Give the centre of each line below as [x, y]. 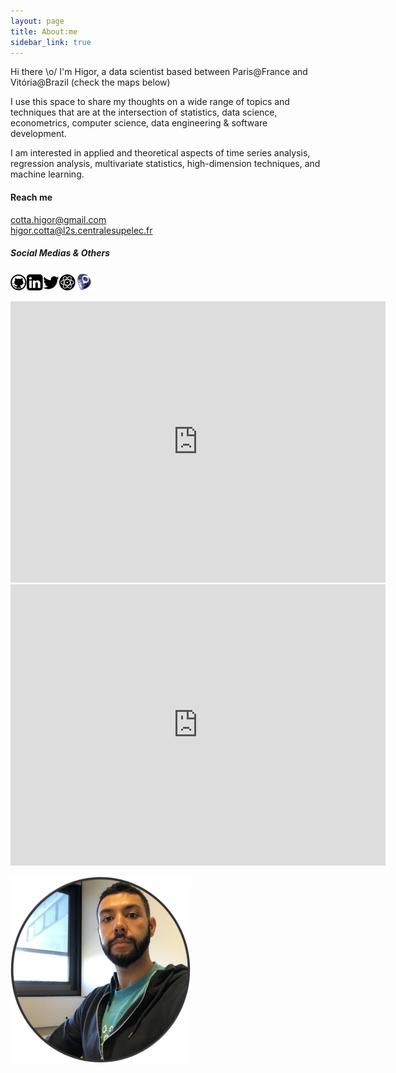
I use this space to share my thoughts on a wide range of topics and [150, 102]
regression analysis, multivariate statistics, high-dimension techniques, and [165, 164]
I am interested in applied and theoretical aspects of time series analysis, [160, 153]
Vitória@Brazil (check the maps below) [90, 82]
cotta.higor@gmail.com [58, 219]
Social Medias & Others [60, 253]
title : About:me [44, 31]
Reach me [31, 197]
